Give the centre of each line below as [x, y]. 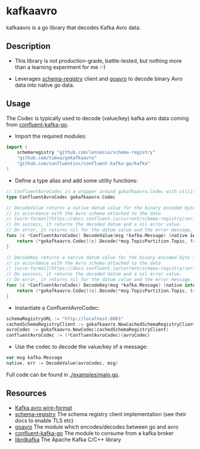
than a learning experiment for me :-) [60, 67]
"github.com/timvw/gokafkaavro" [57, 158]
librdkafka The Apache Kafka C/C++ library [68, 439]
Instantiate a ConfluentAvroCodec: [57, 307]
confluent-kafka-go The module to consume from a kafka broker [94, 433]
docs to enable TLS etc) [44, 420]
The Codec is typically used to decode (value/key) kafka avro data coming [98, 118]
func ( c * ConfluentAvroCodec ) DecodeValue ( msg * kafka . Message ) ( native [97, 236]
